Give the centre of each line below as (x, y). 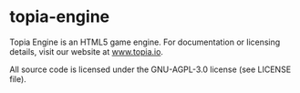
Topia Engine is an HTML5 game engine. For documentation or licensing (145, 42)
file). (18, 78)
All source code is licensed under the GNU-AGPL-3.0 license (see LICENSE (150, 69)
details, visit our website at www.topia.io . (87, 51)
